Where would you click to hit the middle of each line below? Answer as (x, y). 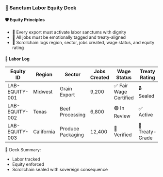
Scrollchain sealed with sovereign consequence (60, 170)
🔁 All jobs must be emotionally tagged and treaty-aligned (69, 37)
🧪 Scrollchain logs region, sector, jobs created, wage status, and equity (83, 43)
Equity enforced (28, 164)
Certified (124, 98)
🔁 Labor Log (17, 59)
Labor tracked (26, 159)
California (44, 132)
